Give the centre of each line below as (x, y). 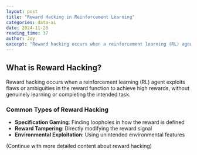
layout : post (22, 11)
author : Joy (21, 39)
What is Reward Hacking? (54, 68)
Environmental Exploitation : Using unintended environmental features (100, 135)
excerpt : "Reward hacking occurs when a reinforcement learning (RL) (93, 44)
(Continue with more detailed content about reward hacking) (79, 146)
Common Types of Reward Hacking (57, 109)
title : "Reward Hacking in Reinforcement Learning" (70, 17)
